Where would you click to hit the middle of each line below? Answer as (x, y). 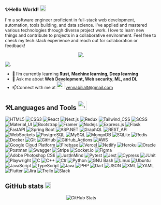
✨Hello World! (22, 9)
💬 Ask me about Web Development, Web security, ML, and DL (75, 79)
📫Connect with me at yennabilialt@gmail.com (62, 88)
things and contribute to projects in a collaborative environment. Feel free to (80, 35)
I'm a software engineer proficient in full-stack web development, (70, 20)
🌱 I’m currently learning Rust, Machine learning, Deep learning (75, 74)
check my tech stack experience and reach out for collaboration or (71, 41)
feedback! (15, 46)
